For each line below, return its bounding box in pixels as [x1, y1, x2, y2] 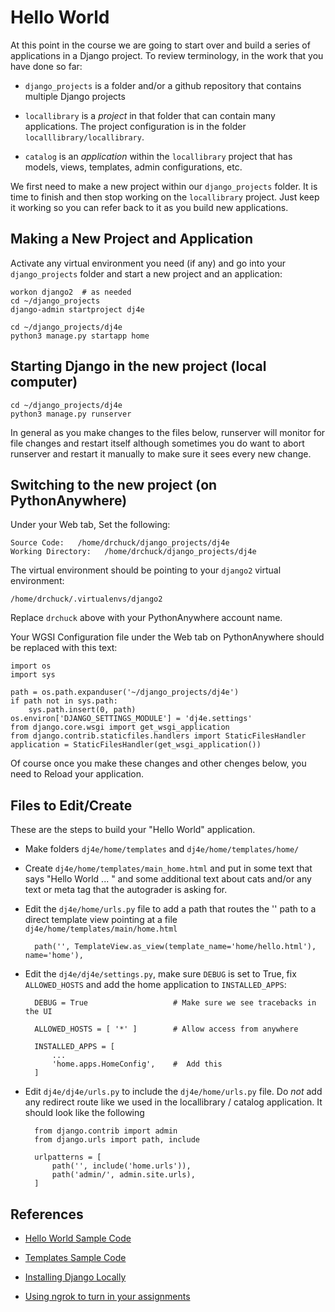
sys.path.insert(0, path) [28, 705, 137, 715]
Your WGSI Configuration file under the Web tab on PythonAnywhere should [10, 631, 325, 643]
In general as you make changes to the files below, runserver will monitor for [10, 426, 326, 438]
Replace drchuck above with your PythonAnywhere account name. [10, 612, 283, 624]
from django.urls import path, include [34, 1135, 200, 1145]
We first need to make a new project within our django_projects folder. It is [10, 180, 318, 192]
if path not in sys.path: [10, 696, 118, 706]
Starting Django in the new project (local [10, 358, 267, 375]
